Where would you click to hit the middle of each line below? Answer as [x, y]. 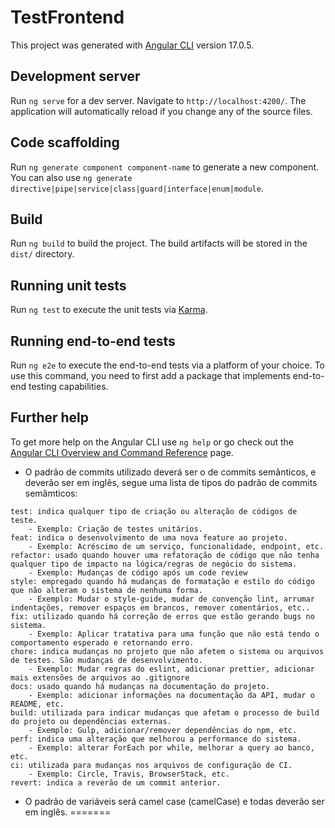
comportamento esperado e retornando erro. [102, 642]
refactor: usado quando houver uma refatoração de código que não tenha [165, 555]
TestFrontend [67, 17]
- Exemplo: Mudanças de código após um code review [138, 572]
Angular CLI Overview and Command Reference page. [122, 452]
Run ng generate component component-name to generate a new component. [165, 167]
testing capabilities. [68, 386]
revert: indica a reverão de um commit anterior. [116, 782]
